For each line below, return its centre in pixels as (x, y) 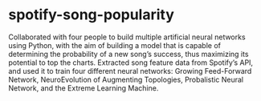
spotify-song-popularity (91, 15)
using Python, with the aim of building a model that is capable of (115, 45)
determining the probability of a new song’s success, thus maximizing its (128, 54)
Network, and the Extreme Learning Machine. (84, 88)
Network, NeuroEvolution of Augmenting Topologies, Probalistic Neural (126, 79)
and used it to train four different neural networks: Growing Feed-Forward (130, 71)
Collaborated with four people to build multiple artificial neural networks (127, 37)
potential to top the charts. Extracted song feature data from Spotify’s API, (131, 63)
